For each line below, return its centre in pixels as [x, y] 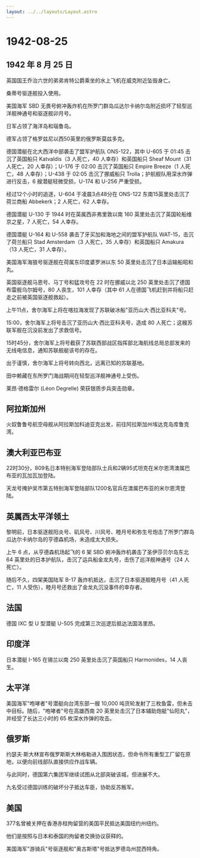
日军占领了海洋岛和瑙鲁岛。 [40, 126]
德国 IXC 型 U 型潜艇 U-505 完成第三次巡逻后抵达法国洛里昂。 [82, 623]
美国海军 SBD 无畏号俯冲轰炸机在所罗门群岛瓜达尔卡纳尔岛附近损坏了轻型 [97, 106]
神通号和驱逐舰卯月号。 [45, 113]
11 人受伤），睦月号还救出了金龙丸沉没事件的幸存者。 [81, 587]
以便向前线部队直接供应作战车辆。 [58, 762]
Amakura [173, 242]
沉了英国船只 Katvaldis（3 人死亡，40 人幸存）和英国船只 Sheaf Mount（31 [99, 158]
